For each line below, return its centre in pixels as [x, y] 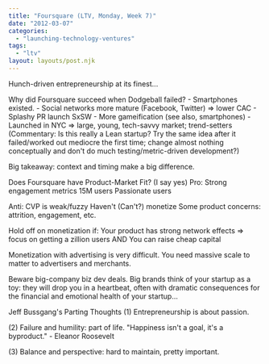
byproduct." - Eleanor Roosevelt [61, 336]
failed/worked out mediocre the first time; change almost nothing [116, 142]
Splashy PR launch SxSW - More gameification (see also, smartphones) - [130, 116]
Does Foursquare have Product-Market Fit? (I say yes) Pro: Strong [118, 182]
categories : [28, 31]
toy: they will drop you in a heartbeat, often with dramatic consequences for [134, 287]
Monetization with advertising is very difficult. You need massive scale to [129, 254]
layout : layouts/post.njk [52, 61]
